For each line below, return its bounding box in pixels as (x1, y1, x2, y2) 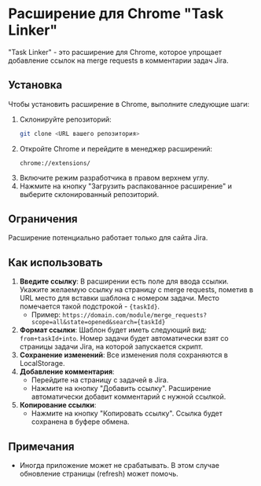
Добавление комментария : (19, 367, 116, 377)
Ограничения (8, 213, 78, 226)
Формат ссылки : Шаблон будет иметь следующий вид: (19, 325, 207, 334)
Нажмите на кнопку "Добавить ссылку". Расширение (31, 384, 211, 393)
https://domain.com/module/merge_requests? (62, 312, 207, 320)
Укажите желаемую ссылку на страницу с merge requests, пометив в (19, 285, 254, 294)
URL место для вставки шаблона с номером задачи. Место (19, 294, 220, 303)
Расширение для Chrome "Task (8, 5, 224, 23)
